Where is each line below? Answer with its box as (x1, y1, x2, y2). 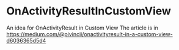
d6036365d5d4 (6, 37, 46, 44)
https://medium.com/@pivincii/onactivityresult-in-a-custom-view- (6, 30, 173, 37)
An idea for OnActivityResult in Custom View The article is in (6, 24, 159, 31)
